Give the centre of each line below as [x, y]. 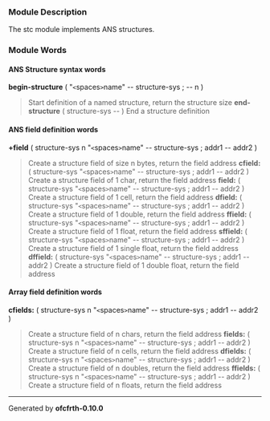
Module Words [37, 51]
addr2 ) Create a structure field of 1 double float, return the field [133, 265]
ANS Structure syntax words [57, 69]
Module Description [48, 12]
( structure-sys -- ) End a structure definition [136, 111]
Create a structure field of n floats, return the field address [125, 385]
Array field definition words [55, 292]
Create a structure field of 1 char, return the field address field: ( [134, 180]
